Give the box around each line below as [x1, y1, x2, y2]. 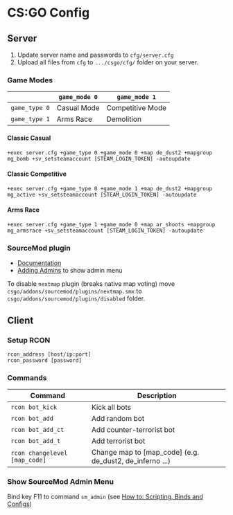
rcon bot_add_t [10, 437, 61, 445]
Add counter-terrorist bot [91, 425, 175, 435]
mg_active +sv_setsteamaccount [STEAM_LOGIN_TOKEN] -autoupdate [7, 191, 197, 198]
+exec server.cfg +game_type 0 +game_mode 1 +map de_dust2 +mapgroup [7, 185, 213, 192]
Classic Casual [7, 134, 51, 142]
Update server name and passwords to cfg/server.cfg [17, 51, 174, 59]
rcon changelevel [10, 449, 68, 458]
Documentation [17, 259, 62, 267]
